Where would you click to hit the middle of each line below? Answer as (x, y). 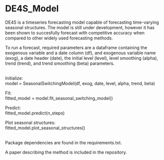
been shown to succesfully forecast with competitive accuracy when (75, 33)
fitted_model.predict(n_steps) (35, 113)
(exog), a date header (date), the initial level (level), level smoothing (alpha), (82, 58)
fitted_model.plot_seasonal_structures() (45, 128)
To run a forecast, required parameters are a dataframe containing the (76, 47)
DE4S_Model (32, 9)
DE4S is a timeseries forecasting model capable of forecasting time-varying (82, 22)
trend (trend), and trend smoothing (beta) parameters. (60, 63)
